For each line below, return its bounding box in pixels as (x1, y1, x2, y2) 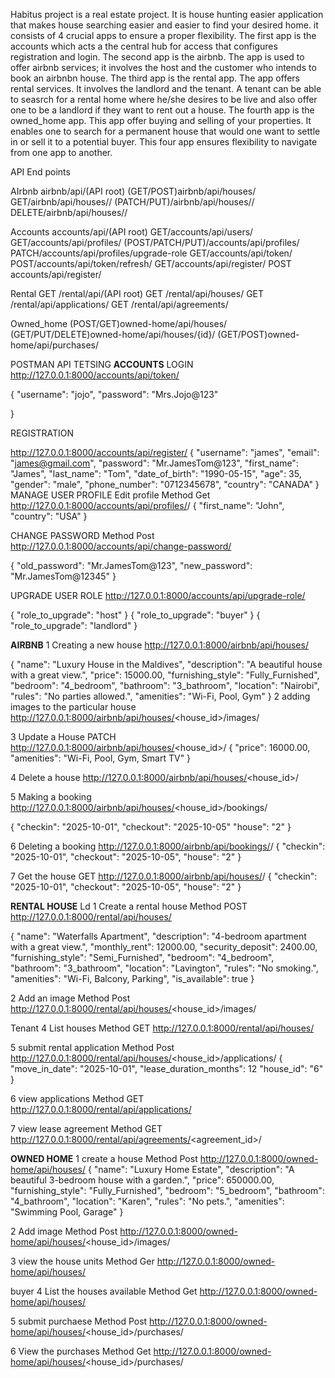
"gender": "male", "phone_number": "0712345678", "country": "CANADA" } (10, 479, 320, 490)
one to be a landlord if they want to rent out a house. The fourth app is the (10, 104, 315, 116)
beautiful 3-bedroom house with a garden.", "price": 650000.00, (10, 1174, 275, 1186)
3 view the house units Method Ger (10, 1255, 155, 1267)
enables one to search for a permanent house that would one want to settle (10, 125, 321, 137)
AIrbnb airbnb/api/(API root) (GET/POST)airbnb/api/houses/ (10, 185, 257, 197)
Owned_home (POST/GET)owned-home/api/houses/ (10, 318, 228, 329)
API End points (10, 166, 71, 178)
